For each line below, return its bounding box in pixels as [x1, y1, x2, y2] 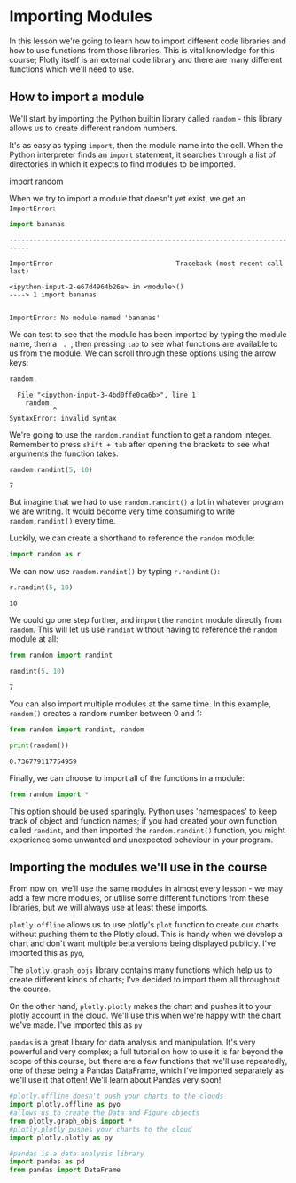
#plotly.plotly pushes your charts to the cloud [9, 1124, 192, 1133]
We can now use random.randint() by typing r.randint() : [9, 566, 220, 577]
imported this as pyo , [9, 948, 85, 958]
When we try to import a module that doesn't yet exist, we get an [9, 193, 246, 203]
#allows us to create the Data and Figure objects [9, 1108, 200, 1117]
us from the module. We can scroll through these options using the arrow [9, 348, 277, 359]
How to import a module [9, 90, 144, 105]
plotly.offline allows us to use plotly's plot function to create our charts [9, 919, 279, 930]
